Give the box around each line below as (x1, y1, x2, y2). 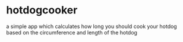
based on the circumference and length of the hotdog (6, 29, 138, 36)
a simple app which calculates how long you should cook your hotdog (6, 23, 177, 30)
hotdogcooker (6, 3, 78, 17)
